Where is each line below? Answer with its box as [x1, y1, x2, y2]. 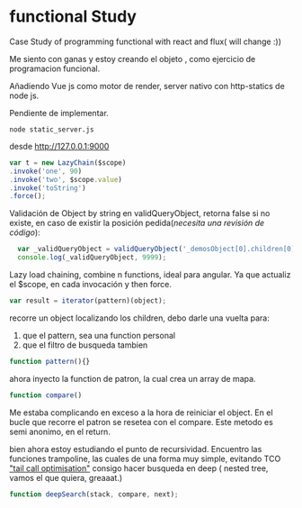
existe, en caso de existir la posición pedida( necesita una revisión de [9, 218, 265, 229]
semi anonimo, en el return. [9, 426, 111, 437]
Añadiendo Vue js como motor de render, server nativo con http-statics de [9, 80, 285, 91]
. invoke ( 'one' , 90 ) [9, 167, 83, 176]
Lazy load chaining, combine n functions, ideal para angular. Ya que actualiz [9, 269, 291, 280]
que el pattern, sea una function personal [22, 330, 176, 340]
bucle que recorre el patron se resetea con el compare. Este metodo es [9, 416, 274, 427]
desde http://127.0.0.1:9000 [9, 141, 110, 151]
